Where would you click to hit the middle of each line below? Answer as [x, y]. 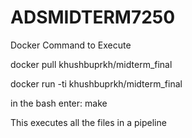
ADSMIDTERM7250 [93, 17]
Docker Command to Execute [71, 45]
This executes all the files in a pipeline [88, 122]
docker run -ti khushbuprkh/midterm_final [96, 83]
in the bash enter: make [59, 103]
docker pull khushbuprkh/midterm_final [91, 64]
